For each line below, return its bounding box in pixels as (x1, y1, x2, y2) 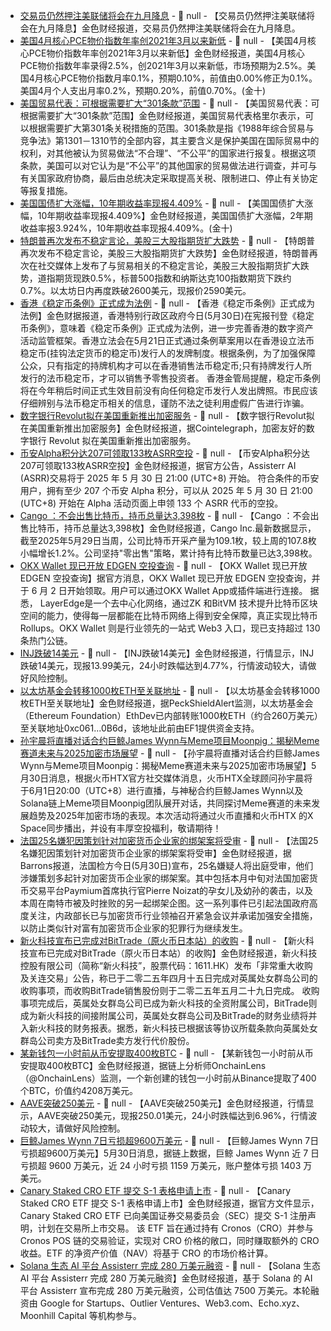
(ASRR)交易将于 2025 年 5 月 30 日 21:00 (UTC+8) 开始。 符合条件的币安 (19, 472, 320, 484)
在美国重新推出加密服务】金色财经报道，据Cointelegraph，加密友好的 (19, 422, 307, 434)
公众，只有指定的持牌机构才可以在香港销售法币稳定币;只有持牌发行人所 (19, 360, 313, 371)
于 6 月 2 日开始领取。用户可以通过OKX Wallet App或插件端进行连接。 (19, 585, 308, 596)
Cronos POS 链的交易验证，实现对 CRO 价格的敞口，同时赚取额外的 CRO (19, 1235, 320, 1246)
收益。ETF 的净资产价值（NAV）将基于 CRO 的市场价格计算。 (19, 1247, 274, 1259)
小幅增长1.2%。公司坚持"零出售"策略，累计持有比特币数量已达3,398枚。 (19, 547, 318, 559)
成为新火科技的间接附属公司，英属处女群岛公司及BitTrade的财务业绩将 (19, 1010, 309, 1021)
